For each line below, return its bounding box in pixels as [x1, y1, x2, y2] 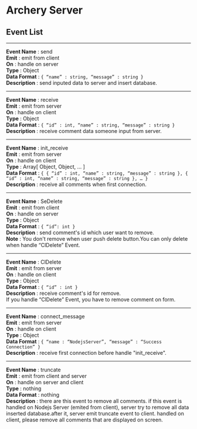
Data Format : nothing [6, 391, 60, 398]
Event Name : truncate [6, 366, 61, 373]
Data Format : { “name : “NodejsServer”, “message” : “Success [6, 338, 162, 345]
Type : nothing [6, 385, 42, 392]
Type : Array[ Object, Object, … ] [6, 163, 85, 170]
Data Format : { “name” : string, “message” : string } [6, 73, 144, 80]
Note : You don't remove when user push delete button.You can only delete [6, 235, 188, 242]
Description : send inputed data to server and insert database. [6, 79, 157, 86]
